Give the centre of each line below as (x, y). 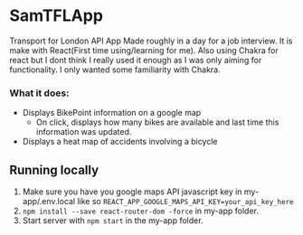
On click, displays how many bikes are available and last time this (157, 122)
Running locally (54, 169)
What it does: (39, 93)
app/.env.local (49, 202)
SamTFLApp (57, 16)
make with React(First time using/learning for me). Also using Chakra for (144, 50)
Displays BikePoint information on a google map (112, 113)
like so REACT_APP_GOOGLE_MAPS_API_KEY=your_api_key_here (185, 202)
